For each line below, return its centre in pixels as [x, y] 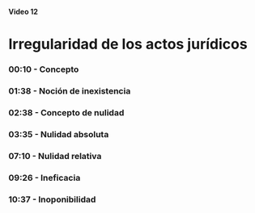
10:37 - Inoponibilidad [52, 199]
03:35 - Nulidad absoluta [59, 134]
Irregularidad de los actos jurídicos [128, 44]
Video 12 [23, 12]
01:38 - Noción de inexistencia [70, 91]
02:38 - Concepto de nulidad [66, 112]
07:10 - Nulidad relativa [55, 156]
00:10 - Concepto [44, 69]
